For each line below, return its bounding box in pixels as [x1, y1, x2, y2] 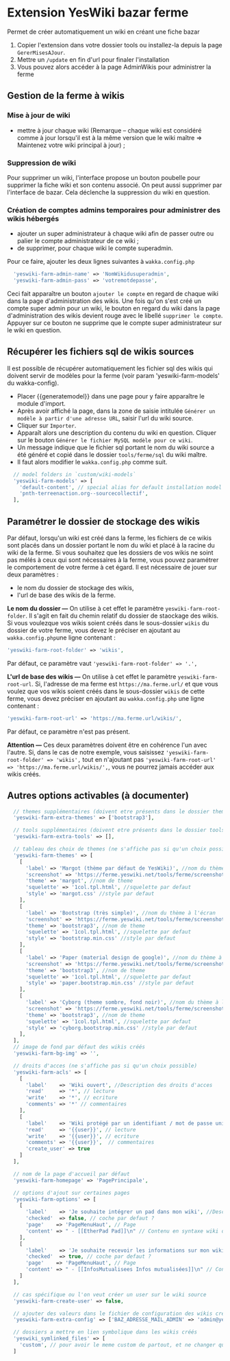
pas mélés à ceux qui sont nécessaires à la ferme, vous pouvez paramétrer [7, 555, 219, 564]
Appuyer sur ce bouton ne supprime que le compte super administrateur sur [7, 318, 222, 327]
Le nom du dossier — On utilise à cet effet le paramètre [7, 604, 164, 612]
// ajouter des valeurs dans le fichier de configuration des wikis [13, 1310, 213, 1317]
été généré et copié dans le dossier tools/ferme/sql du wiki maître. [16, 450, 207, 458]
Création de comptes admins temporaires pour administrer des [7, 205, 221, 214]
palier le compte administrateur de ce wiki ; [16, 237, 139, 245]
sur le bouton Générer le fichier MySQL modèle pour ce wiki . [16, 436, 193, 444]
